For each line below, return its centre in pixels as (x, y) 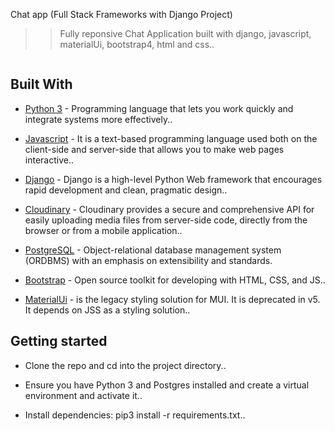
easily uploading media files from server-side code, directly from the (166, 220)
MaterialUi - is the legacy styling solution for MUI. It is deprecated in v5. (172, 299)
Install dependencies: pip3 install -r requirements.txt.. (135, 415)
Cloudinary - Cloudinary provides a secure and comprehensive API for (169, 209)
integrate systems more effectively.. (98, 119)
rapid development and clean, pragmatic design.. (126, 190)
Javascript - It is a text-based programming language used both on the (171, 138)
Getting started (59, 341)
